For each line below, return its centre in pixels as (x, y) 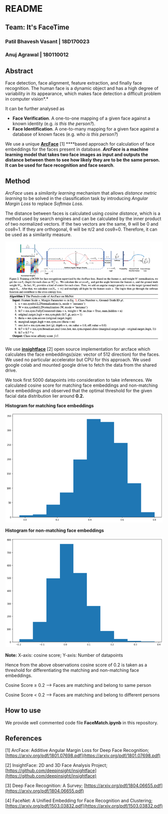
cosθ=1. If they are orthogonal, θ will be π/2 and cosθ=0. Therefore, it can (81, 229)
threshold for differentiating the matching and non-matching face (72, 670)
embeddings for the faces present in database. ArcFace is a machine (77, 149)
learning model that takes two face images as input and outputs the (77, 155)
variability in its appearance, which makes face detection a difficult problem (83, 94)
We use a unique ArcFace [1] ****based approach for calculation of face (80, 144)
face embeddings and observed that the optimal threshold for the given (79, 390)
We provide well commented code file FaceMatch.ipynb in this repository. (82, 722)
